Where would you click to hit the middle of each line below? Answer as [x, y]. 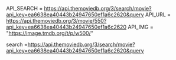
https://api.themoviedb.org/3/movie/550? [56, 21]
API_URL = [158, 15]
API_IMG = [141, 27]
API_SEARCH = [25, 8]
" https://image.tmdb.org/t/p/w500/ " [50, 33]
